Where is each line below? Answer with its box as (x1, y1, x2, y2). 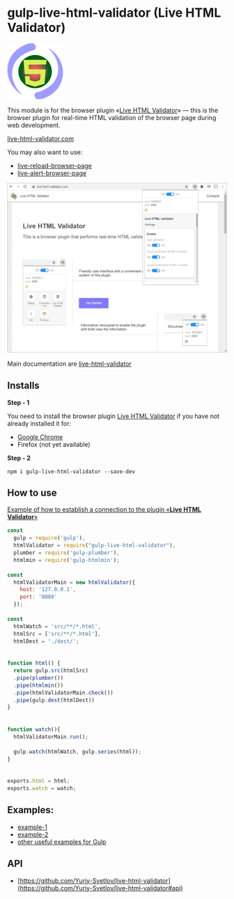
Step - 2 (7, 454, 31, 462)
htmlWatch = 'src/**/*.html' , (13, 623, 101, 630)
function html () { (7, 660, 61, 667)
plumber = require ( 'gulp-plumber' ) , (13, 549, 120, 556)
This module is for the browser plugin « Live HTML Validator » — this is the (7, 106, 219, 114)
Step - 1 (7, 398, 30, 406)
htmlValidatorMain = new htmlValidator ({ (13, 579, 136, 586)
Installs (7, 380, 40, 392)
